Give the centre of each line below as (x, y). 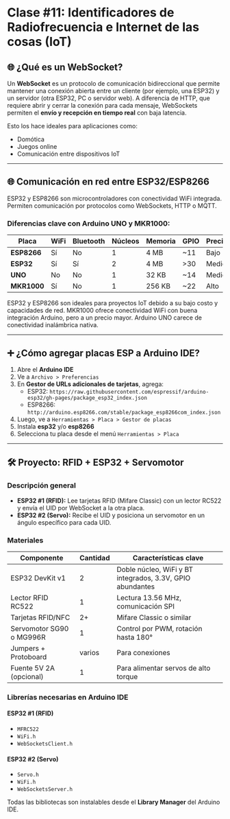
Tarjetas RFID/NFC (40, 617)
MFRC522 (28, 729)
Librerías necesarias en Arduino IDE (68, 697)
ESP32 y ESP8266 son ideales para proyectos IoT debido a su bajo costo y (113, 303)
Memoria (161, 241)
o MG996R (28, 637)
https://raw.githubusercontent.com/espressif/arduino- (129, 392)
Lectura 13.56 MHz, (149, 597)
